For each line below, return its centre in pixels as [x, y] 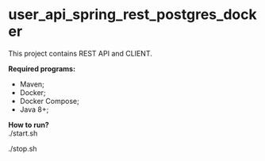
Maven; [32, 84]
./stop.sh [23, 148]
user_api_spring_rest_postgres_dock [132, 15]
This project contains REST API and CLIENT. [80, 53]
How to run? [29, 125]
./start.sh [23, 133]
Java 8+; [34, 109]
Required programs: [42, 68]
